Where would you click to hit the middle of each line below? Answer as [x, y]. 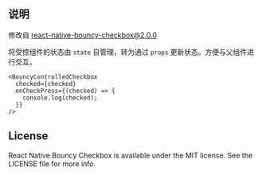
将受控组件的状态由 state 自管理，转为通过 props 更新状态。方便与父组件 [128, 52]
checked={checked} [46, 84]
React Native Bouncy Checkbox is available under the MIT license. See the [131, 155]
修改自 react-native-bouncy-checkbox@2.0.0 [83, 35]
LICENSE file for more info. [52, 163]
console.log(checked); [60, 98]
